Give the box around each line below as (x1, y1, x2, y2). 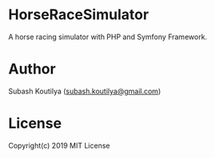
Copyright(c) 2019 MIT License (8, 140, 110, 150)
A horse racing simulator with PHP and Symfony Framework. (8, 32, 208, 41)
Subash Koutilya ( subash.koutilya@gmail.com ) (8, 86, 161, 96)
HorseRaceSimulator (8, 6, 149, 24)
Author (8, 60, 56, 78)
